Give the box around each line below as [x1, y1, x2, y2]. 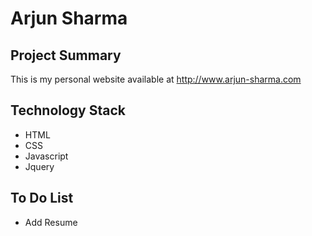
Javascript [24, 150, 69, 162]
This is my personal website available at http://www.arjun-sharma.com [10, 73, 302, 85]
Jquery [24, 160, 55, 172]
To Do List [10, 190, 74, 207]
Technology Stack [10, 102, 126, 119]
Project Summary [10, 47, 122, 64]
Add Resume [24, 216, 78, 228]
